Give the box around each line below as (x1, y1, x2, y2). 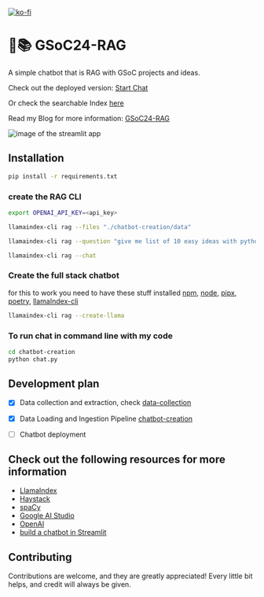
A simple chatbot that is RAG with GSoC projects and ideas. (8, 68, 200, 77)
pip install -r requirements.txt (8, 172, 118, 180)
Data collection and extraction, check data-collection (19, 398, 192, 407)
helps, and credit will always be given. (8, 580, 131, 589)
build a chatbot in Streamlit (19, 528, 107, 537)
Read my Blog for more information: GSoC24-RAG (8, 113, 170, 123)
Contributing (8, 551, 72, 564)
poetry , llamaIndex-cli (8, 296, 79, 306)
